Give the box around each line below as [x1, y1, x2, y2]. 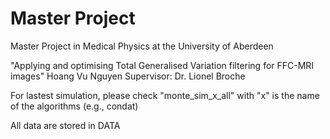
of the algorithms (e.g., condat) [10, 100, 139, 112]
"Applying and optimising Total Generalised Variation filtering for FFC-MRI [10, 59, 315, 71]
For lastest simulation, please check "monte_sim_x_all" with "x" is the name [10, 89, 320, 101]
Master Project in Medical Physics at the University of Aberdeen [10, 40, 274, 52]
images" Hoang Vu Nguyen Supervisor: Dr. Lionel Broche [10, 70, 246, 82]
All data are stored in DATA [10, 119, 121, 131]
